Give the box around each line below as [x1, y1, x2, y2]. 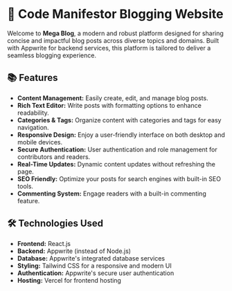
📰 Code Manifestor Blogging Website [7, 6, 224, 22]
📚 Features [7, 72, 58, 84]
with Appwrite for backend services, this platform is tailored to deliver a [7, 44, 211, 52]
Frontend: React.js [17, 239, 71, 247]
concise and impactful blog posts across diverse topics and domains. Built [7, 36, 220, 44]
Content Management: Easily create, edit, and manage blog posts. [17, 93, 209, 102]
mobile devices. [17, 138, 63, 146]
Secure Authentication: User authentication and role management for [17, 145, 218, 153]
